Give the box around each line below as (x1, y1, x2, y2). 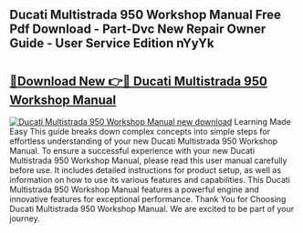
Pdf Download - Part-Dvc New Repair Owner (9, 22, 266, 37)
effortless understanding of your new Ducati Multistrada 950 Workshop (9, 136, 278, 147)
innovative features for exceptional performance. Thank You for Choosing (9, 194, 287, 204)
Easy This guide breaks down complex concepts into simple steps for (9, 127, 271, 137)
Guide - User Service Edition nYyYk (9, 35, 214, 51)
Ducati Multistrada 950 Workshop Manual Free (9, 7, 281, 23)
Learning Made (234, 116, 292, 127)
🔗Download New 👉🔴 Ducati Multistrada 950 (9, 73, 267, 89)
